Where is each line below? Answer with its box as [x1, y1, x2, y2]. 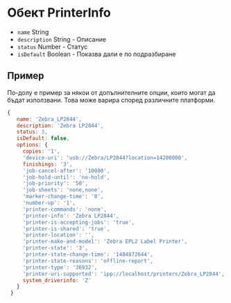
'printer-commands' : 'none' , [22, 206, 108, 213]
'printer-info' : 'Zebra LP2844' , [22, 212, 119, 219]
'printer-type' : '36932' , [22, 263, 98, 271]
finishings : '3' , [22, 161, 73, 168]
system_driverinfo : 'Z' [22, 277, 92, 284]
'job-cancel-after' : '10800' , [22, 167, 110, 174]
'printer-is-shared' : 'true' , [22, 225, 110, 232]
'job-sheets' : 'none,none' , [22, 187, 104, 193]
